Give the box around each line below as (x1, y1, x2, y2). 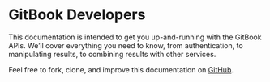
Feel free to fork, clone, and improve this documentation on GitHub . (8, 64, 234, 74)
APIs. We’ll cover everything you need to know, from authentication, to (8, 40, 243, 50)
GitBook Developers (8, 6, 146, 24)
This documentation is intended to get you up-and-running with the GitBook (8, 32, 262, 42)
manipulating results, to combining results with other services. (8, 49, 216, 59)
